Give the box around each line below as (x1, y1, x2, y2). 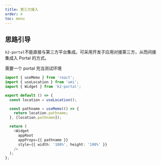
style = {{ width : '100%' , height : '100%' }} (17, 142, 108, 147)
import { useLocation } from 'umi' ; (5, 80, 79, 85)
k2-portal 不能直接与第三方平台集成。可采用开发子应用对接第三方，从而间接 (5, 49, 157, 55)
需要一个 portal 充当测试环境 (5, 66, 62, 71)
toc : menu (5, 16, 25, 21)
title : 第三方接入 (5, 7, 39, 12)
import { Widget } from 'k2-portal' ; (5, 84, 81, 89)
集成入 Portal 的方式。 (5, 55, 49, 61)
